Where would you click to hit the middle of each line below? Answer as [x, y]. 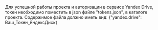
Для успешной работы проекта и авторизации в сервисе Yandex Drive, [79, 7]
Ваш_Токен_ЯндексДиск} [31, 22]
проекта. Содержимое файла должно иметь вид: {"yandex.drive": [73, 17]
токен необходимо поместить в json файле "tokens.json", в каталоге [76, 12]
